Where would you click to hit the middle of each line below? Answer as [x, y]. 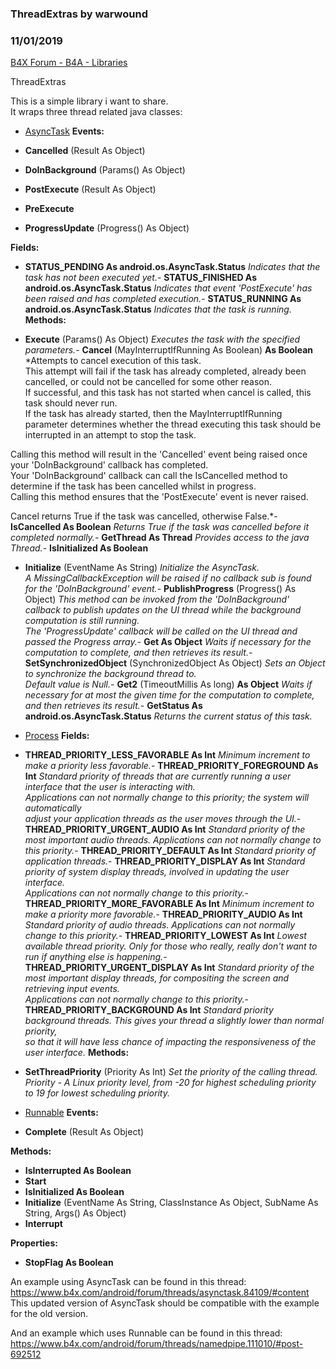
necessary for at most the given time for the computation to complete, [169, 695]
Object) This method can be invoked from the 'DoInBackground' [157, 599]
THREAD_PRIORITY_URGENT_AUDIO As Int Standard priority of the [165, 829]
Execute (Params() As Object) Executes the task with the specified [162, 339]
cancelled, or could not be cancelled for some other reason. [148, 382]
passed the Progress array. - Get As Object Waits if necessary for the [168, 642]
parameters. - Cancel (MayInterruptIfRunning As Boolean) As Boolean [168, 350]
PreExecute [49, 209]
